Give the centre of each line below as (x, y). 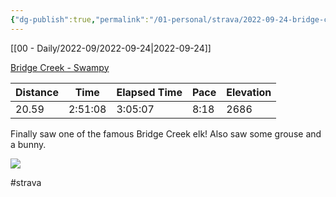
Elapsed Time (149, 92)
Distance (37, 92)
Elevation (249, 92)
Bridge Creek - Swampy (60, 67)
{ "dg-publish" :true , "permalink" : (80, 19)
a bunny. (28, 144)
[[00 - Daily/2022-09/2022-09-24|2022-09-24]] (111, 48)
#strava (26, 182)
